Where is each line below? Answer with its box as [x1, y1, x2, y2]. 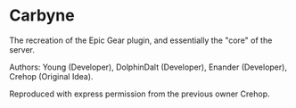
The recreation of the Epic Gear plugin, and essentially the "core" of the [9, 35, 273, 46]
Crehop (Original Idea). [9, 71, 94, 81]
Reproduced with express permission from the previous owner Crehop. [9, 88, 270, 99]
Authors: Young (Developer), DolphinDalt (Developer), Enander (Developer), [9, 62, 288, 72]
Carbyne [9, 5, 75, 26]
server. [9, 44, 36, 54]
